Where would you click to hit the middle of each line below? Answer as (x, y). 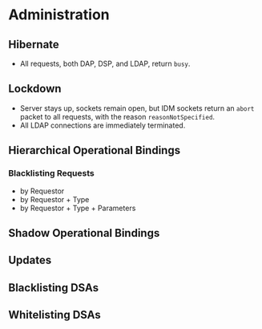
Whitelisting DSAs (55, 315)
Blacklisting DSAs (53, 288)
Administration (59, 15)
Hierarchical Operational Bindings (95, 150)
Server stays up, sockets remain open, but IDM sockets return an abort (137, 108)
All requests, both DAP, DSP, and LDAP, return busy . (105, 63)
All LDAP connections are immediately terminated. (103, 125)
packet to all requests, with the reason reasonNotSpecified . (117, 116)
